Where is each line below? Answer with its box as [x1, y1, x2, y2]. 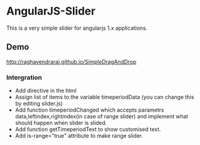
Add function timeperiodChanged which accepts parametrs [15, 106, 164, 113]
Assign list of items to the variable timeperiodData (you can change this [15, 93, 195, 101]
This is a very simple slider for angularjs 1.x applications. [6, 24, 148, 32]
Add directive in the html [15, 87, 77, 95]
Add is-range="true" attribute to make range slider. [15, 132, 143, 140]
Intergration [6, 73, 43, 81]
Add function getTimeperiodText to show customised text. [15, 126, 161, 133]
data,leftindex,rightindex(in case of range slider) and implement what [15, 113, 188, 120]
